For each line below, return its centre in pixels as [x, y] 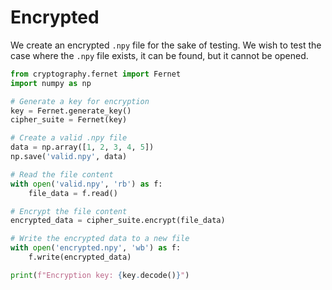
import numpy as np [51, 83]
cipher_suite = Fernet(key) [69, 120]
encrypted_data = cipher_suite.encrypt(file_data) [118, 221]
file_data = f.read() [73, 193]
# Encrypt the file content [69, 211]
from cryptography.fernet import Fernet [96, 74]
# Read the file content [62, 174]
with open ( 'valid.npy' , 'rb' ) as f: [86, 184]
